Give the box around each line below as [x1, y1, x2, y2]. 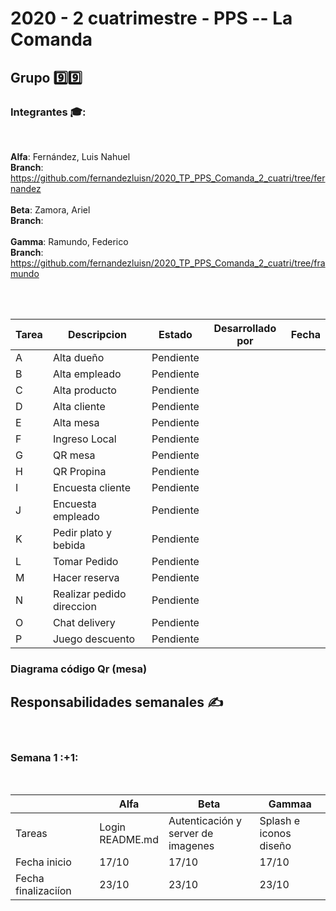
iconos [259, 826, 292, 840]
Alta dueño [52, 350, 105, 364]
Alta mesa [52, 415, 100, 429]
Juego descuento [52, 632, 136, 646]
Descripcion [67, 327, 127, 341]
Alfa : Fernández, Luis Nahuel [10, 150, 131, 162]
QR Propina [52, 464, 107, 478]
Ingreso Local [52, 432, 117, 446]
